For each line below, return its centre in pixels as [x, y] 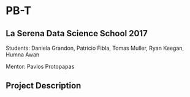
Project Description [44, 86]
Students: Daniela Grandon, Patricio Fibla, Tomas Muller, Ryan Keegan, [95, 48]
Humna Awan [23, 55]
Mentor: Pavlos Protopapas [40, 66]
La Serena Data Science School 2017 [77, 33]
